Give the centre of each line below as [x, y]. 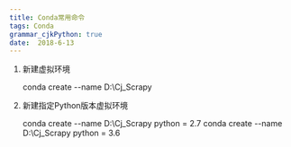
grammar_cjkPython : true [56, 34]
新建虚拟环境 [46, 69]
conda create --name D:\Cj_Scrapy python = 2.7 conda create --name [152, 124]
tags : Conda [32, 26]
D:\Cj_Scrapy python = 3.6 [71, 133]
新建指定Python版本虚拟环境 [75, 106]
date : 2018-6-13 [42, 43]
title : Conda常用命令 [47, 17]
